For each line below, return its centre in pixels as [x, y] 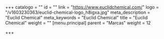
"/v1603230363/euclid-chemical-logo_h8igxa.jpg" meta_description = [78, 12]
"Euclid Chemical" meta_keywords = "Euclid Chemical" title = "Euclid [76, 18]
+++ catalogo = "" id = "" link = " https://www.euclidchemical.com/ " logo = [82, 7]
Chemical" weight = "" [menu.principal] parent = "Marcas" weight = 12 [78, 23]
